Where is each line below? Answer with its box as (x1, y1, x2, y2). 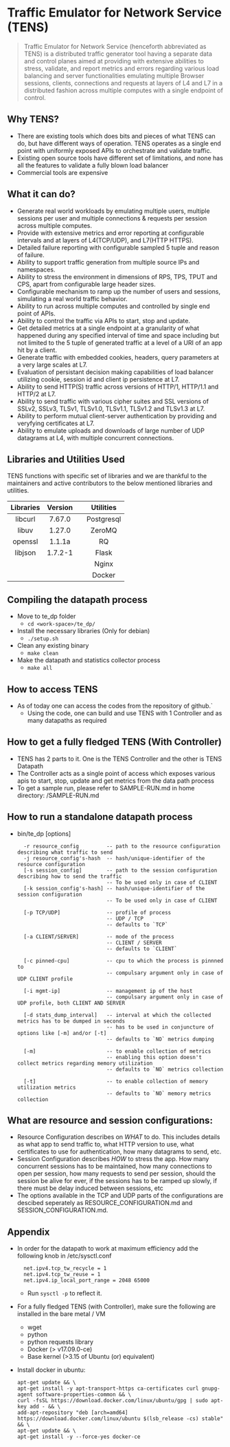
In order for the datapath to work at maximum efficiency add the (16, 1244, 199, 1253)
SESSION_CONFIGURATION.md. (16, 1206, 108, 1214)
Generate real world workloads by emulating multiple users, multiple (16, 207, 211, 215)
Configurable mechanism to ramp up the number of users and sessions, (16, 287, 221, 296)
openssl (12, 537, 38, 546)
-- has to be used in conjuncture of (106, 1023, 214, 1031)
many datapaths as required (27, 717, 107, 724)
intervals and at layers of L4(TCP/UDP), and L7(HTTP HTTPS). (16, 236, 194, 244)
